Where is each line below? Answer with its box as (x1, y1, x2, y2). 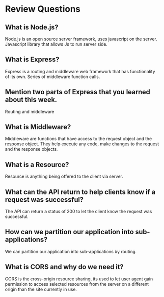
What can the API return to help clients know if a (5, 188, 156, 196)
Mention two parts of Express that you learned (5, 88, 151, 96)
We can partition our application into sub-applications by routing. (5, 248, 137, 254)
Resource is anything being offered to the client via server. (5, 173, 124, 180)
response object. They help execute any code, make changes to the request (5, 141, 159, 147)
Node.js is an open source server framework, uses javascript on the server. (5, 36, 157, 42)
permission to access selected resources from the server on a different (5, 281, 149, 287)
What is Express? (5, 55, 60, 64)
